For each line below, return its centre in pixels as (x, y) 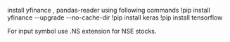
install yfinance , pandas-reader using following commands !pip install (109, 10)
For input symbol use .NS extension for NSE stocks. (82, 31)
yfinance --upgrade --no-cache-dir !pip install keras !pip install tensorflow (115, 17)
